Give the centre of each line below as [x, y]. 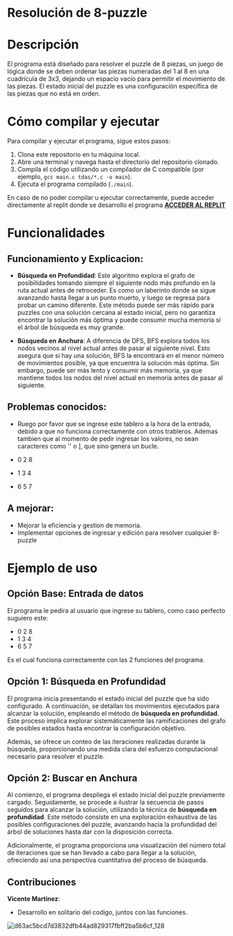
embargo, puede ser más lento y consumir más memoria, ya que [110, 370]
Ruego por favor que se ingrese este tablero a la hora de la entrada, [114, 423]
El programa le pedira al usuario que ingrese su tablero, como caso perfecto [116, 610]
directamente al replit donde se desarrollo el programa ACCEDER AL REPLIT [116, 205]
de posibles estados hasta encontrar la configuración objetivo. [97, 728]
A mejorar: [31, 509]
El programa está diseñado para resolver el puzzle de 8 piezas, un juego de [115, 64]
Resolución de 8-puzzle [77, 13]
